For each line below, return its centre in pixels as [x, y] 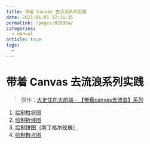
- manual [22, 34]
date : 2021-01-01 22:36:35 [40, 17]
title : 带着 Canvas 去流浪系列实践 [46, 12]
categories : [21, 28]
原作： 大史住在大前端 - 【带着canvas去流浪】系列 [82, 100]
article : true [24, 39]
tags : [13, 45]
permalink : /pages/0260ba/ [40, 23]
